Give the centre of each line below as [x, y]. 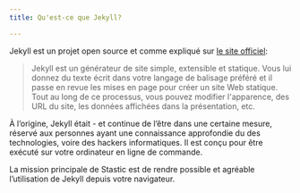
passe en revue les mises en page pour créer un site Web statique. [154, 87]
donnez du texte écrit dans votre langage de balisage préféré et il [152, 78]
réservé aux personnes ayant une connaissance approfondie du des [135, 133]
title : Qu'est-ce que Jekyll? [66, 17]
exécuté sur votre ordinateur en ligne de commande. [106, 152]
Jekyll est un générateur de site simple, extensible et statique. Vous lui [161, 68]
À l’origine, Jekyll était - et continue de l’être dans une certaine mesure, [141, 123]
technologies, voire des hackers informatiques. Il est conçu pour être [136, 142]
